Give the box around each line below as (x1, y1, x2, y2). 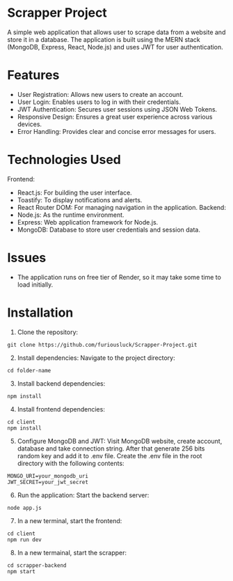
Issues (7, 250, 47, 266)
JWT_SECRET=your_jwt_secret (7, 478, 89, 485)
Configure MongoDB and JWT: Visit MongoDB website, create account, (17, 437, 223, 445)
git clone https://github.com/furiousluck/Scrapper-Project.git (7, 341, 198, 348)
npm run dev (7, 536, 42, 543)
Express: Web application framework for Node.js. (17, 218, 159, 226)
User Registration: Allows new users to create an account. (17, 90, 184, 98)
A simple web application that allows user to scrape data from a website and (7, 28, 226, 36)
